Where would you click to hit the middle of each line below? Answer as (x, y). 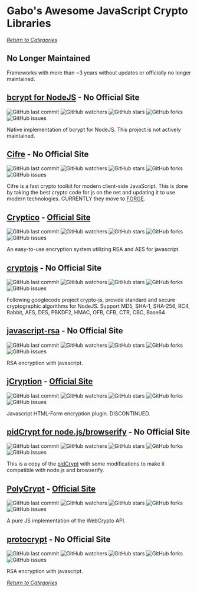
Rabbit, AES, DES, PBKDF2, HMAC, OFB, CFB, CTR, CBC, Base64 (86, 312)
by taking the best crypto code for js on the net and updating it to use (91, 193)
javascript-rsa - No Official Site (65, 331)
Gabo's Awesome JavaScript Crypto (97, 11)
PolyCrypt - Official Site (51, 489)
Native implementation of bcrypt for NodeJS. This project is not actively (94, 129)
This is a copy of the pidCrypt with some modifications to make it (86, 464)
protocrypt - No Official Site (59, 539)
